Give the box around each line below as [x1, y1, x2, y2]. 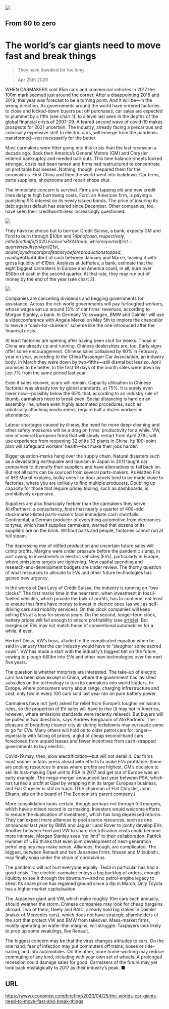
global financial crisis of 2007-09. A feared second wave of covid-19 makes [5, 119, 163, 125]
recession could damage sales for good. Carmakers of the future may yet [5, 959, 158, 965]
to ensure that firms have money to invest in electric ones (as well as [5, 601, 148, 607]
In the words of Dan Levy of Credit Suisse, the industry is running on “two [5, 585, 158, 591]
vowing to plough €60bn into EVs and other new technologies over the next [5, 654, 162, 660]
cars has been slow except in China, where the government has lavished [5, 674, 156, 681]
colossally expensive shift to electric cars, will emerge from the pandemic [5, 130, 158, 136]
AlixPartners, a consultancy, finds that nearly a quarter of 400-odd [5, 506, 144, 512]
